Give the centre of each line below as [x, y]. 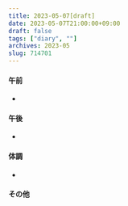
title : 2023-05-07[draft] [52, 16]
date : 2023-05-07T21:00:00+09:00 [64, 23]
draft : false [30, 31]
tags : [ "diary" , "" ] [43, 38]
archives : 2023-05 [39, 46]
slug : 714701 [30, 53]
